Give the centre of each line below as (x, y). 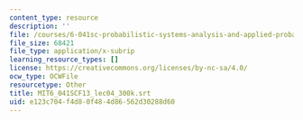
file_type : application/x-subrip (72, 51)
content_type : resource (54, 18)
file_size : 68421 (42, 43)
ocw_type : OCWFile (44, 77)
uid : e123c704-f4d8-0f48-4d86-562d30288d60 (92, 102)
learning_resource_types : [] (64, 60)
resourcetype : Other (48, 85)
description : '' (40, 26)
